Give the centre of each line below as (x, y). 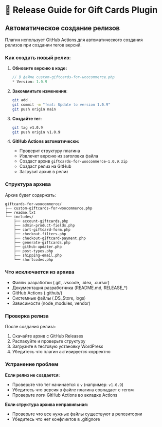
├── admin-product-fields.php (45, 225)
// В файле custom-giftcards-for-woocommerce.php (63, 77)
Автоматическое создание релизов (63, 28)
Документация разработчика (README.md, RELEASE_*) (70, 288)
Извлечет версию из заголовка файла (59, 156)
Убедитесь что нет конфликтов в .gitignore (56, 419)
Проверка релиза (27, 316)
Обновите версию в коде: (39, 68)
